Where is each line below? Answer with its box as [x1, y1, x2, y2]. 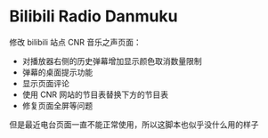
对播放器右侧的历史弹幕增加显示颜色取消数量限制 [21, 55, 202, 66]
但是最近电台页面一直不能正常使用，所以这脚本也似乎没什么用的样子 [9, 118, 259, 130]
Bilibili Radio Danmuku [9, 6, 178, 27]
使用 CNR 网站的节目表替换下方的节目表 [21, 89, 169, 100]
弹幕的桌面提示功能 [21, 67, 93, 77]
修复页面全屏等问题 [21, 100, 93, 110]
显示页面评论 [21, 77, 69, 88]
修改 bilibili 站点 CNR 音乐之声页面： [9, 37, 142, 47]
